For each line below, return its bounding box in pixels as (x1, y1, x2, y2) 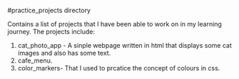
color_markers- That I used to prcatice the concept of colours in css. (17, 64, 220, 72)
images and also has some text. (17, 49, 111, 57)
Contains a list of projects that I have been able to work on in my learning (7, 20, 223, 28)
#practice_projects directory (7, 6, 91, 14)
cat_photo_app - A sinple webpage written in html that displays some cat (17, 41, 232, 49)
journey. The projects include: (7, 28, 95, 36)
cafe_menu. (17, 56, 53, 65)
